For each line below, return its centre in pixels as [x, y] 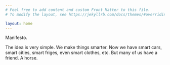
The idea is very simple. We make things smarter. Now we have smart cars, [83, 47]
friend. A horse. [22, 58]
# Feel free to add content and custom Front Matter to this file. [78, 10]
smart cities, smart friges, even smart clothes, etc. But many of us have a [81, 52]
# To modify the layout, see [36, 14]
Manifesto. [16, 37]
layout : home [19, 23]
